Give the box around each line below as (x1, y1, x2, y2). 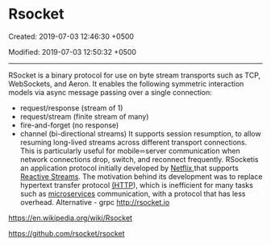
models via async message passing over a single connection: (8, 87, 212, 97)
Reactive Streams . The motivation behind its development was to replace (19, 171, 263, 181)
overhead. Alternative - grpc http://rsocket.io (19, 197, 170, 206)
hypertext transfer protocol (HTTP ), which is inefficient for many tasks (19, 180, 254, 190)
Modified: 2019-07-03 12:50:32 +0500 (8, 47, 137, 56)
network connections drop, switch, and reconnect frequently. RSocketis (19, 154, 259, 164)
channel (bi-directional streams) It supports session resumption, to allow (19, 128, 261, 138)
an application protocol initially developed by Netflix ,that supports (19, 163, 240, 173)
